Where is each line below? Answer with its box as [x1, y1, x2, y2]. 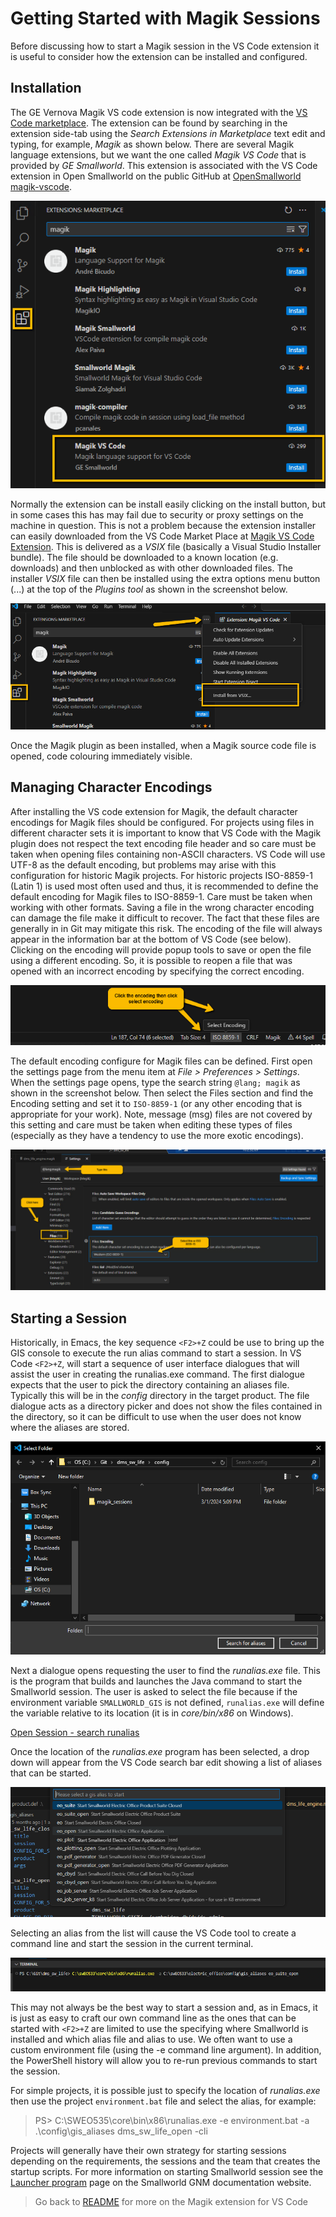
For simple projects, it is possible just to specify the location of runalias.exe [10, 2085, 321, 2097]
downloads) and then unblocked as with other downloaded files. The [10, 562, 293, 574]
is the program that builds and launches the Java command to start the [10, 1675, 303, 1687]
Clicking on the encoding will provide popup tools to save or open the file [10, 943, 312, 956]
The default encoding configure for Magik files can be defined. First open [10, 1055, 313, 1067]
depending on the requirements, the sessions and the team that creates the [10, 2155, 321, 2167]
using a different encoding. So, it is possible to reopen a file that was [10, 954, 293, 966]
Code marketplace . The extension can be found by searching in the [10, 117, 288, 129]
